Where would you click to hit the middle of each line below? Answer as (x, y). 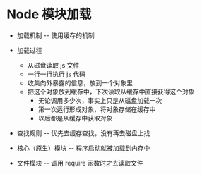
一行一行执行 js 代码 (57, 74)
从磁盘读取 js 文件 (53, 65)
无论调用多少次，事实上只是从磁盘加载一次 (100, 100)
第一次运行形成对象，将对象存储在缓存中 (97, 109)
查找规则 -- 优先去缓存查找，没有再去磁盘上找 (83, 133)
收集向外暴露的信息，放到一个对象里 (80, 82)
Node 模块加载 (49, 14)
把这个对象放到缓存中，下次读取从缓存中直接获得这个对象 (111, 92)
